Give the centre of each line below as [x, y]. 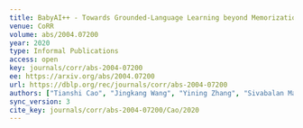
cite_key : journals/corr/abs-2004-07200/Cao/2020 [105, 110]
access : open [34, 59]
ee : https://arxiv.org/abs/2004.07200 [82, 77]
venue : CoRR [32, 26]
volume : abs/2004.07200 [54, 34]
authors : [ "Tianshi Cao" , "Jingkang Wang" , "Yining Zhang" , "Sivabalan [147, 93]
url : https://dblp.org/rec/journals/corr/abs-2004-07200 [119, 85]
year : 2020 [30, 43]
